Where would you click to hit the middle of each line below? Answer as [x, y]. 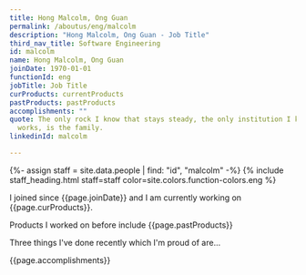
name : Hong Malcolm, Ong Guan [67, 60]
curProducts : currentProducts [67, 94]
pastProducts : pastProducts [63, 102]
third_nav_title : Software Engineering [85, 43]
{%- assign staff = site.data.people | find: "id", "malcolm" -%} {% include [147, 170]
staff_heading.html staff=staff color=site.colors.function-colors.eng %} [143, 179]
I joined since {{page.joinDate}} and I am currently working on [126, 198]
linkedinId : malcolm [49, 137]
